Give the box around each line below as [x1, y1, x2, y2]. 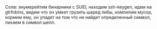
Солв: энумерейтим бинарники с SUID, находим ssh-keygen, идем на [5, 4, 152, 10]
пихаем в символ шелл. [5, 19, 55, 25]
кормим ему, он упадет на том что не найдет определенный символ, [5, 14, 151, 20]
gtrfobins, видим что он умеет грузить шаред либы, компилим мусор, [5, 9, 153, 15]
